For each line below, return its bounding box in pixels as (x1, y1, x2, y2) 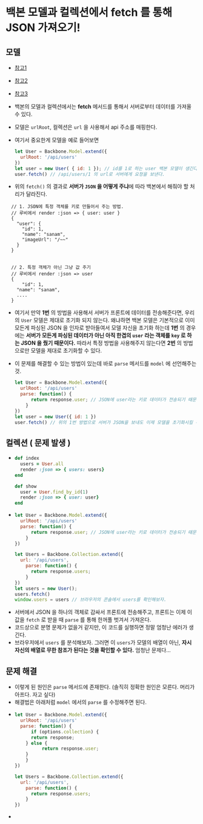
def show (14, 483, 37, 490)
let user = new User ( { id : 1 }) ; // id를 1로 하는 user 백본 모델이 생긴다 (14, 165, 198, 171)
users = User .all (20, 461, 64, 467)
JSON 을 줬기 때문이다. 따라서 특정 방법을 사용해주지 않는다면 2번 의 (20, 339, 182, 347)
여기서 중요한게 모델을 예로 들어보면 (14, 136, 99, 144)
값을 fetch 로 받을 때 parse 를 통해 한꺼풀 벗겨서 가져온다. (14, 616, 151, 623)
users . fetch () (14, 591, 50, 597)
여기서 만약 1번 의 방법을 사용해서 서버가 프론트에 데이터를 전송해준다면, (14, 309, 184, 316)
